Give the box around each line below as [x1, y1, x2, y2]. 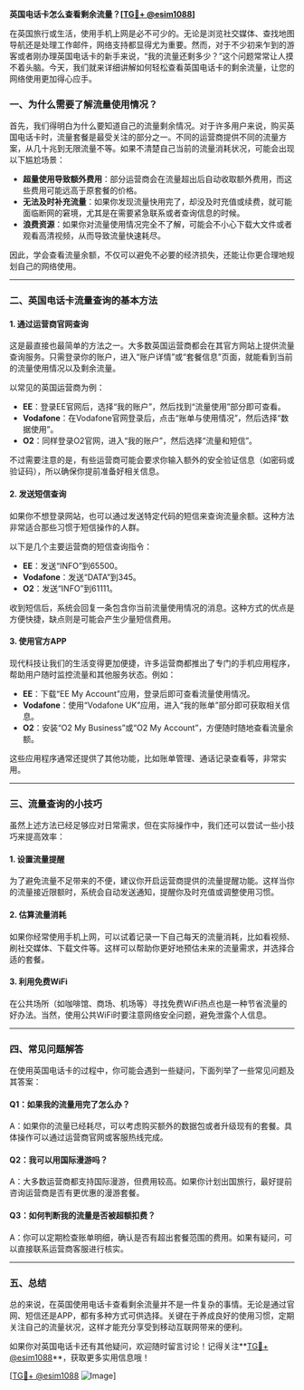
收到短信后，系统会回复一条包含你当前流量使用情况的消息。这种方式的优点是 [9, 602, 295, 613]
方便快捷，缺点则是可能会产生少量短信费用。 [9, 613, 176, 624]
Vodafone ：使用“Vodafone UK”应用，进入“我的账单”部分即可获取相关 [22, 700, 282, 710]
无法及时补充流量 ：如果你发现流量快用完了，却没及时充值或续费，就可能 [22, 197, 292, 208]
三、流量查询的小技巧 [9, 797, 102, 810]
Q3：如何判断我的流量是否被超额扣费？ [9, 1210, 156, 1221]
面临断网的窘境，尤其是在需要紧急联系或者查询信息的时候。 [22, 208, 245, 218]
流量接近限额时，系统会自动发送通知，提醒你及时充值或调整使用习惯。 [16, 887, 279, 898]
